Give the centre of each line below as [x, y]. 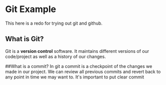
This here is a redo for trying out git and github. [54, 23]
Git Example [31, 9]
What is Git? [24, 39]
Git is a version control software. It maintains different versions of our [77, 51]
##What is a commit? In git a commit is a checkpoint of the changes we [79, 66]
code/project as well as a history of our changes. [55, 56]
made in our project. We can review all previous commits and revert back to [83, 71]
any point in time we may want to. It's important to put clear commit [75, 77]
